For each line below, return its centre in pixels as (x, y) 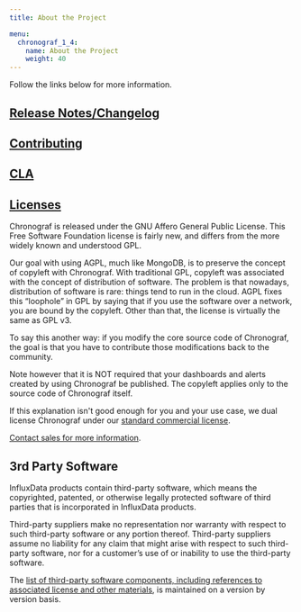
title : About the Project (58, 18)
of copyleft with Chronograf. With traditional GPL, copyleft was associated (147, 273)
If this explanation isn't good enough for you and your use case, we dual (143, 411)
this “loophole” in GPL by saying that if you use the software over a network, (151, 301)
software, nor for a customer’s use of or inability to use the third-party (161, 553)
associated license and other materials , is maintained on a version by (137, 589)
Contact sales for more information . (75, 438)
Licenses (35, 205)
